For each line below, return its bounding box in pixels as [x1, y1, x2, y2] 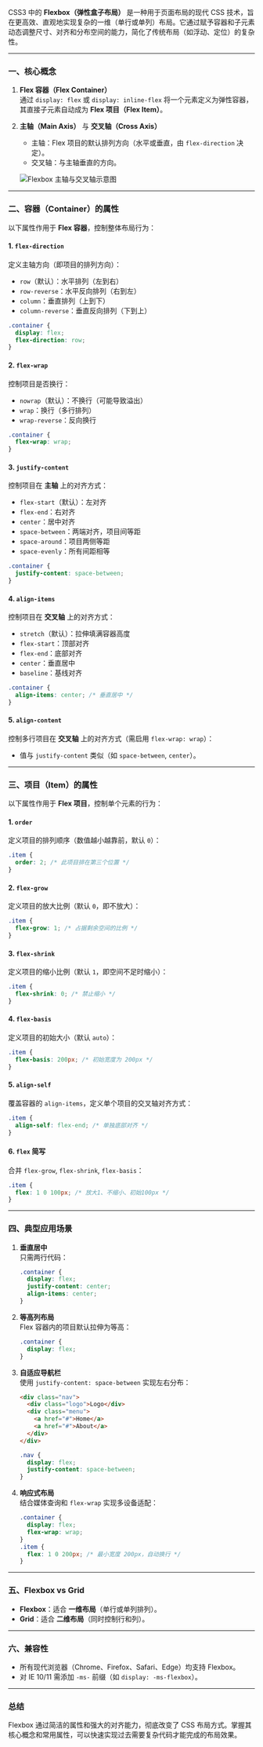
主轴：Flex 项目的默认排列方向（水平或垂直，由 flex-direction [31, 138, 235, 148]
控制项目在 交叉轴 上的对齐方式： [8, 612, 115, 622]
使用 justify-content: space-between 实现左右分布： [19, 1377, 191, 1387]
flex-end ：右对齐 [19, 507, 76, 517]
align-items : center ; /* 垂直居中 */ [15, 691, 134, 700]
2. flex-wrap [8, 360, 49, 370]
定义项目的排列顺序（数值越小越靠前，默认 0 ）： [8, 835, 162, 845]
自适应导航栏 [19, 1368, 61, 1377]
